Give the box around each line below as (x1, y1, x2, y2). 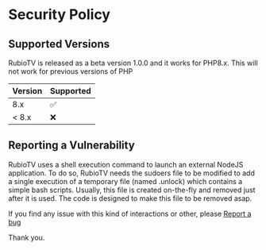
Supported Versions (8, 37, 110, 51)
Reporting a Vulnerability (8, 139, 135, 152)
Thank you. (8, 233, 45, 242)
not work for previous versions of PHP (8, 67, 133, 76)
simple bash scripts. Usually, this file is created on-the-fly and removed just (8, 185, 256, 194)
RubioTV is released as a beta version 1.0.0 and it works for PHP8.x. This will (8, 58, 258, 67)
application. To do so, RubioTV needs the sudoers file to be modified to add (8, 168, 256, 178)
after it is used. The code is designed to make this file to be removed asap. (8, 193, 253, 203)
